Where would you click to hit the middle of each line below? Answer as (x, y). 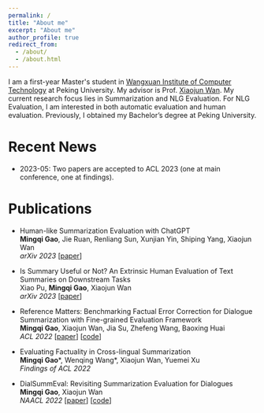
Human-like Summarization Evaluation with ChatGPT (105, 230)
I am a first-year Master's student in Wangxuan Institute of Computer (120, 81)
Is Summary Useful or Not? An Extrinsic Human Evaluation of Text (126, 271)
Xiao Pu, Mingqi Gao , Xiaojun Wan (75, 287)
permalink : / (30, 15)
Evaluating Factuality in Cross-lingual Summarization (105, 352)
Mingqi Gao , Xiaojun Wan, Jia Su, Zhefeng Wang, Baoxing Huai (122, 328)
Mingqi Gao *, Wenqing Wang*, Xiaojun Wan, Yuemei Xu (110, 360)
